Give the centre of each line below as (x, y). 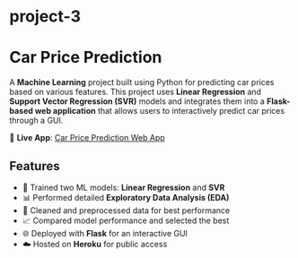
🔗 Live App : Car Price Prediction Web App (88, 138)
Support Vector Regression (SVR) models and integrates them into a (137, 101)
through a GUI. (36, 120)
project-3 (45, 17)
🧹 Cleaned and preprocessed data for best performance (126, 210)
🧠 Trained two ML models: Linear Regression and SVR (123, 187)
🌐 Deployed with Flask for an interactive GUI (105, 233)
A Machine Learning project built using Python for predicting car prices (142, 82)
